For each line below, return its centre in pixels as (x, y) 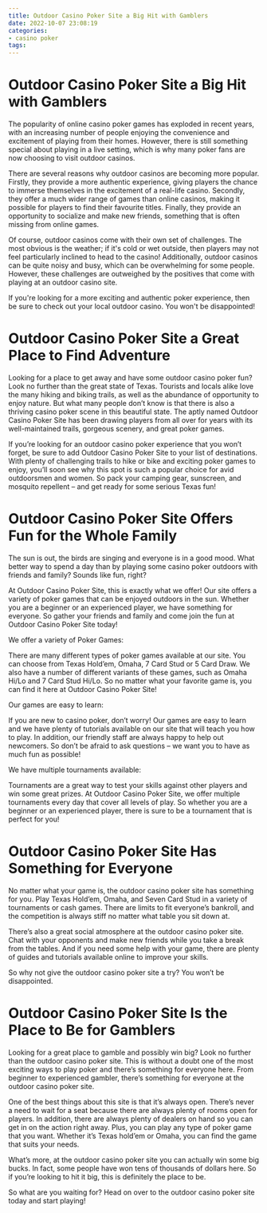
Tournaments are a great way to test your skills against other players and (128, 785)
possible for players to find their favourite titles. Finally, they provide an (125, 208)
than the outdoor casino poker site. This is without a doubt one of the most (131, 1060)
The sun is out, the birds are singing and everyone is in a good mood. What (132, 558)
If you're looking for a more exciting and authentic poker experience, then (129, 298)
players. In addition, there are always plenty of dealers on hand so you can (131, 1119)
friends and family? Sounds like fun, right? (78, 575)
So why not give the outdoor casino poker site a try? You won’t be (116, 972)
